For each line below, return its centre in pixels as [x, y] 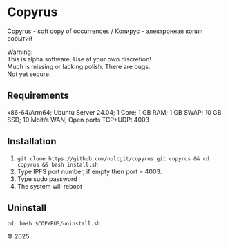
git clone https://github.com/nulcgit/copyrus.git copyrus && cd [113, 159]
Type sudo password [47, 179]
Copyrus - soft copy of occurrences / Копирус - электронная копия [105, 31]
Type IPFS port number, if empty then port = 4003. [89, 171]
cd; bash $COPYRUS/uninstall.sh [54, 224]
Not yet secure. [29, 74]
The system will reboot [50, 186]
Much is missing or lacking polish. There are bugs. [79, 66]
